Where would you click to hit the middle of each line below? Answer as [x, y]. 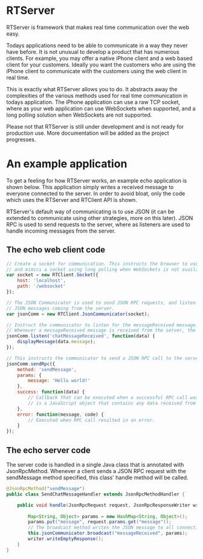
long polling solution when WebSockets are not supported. [79, 115]
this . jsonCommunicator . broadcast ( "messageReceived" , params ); [108, 533]
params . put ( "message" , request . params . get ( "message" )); [100, 522]
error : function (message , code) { [60, 415]
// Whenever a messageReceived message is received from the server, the [101, 331]
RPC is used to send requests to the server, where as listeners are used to [98, 224]
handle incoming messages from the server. [61, 231]
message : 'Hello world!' [59, 381]
